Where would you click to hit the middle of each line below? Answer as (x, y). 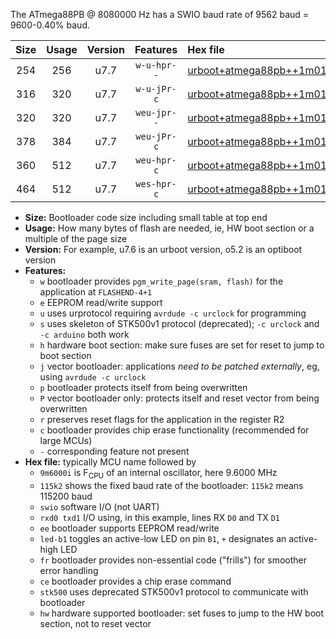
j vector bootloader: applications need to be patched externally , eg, (179, 366)
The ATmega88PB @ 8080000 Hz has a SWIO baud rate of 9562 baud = (160, 14)
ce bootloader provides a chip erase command (135, 581)
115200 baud (66, 496)
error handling (69, 570)
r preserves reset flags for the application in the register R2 (162, 419)
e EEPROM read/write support (101, 302)
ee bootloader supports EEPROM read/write (129, 528)
